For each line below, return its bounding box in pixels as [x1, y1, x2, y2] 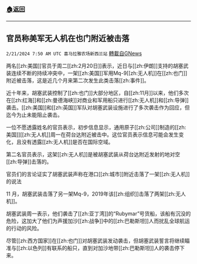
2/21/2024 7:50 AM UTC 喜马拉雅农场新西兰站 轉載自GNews [6, 50, 142, 57]
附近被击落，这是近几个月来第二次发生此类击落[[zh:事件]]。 [6, 77, 150, 84]
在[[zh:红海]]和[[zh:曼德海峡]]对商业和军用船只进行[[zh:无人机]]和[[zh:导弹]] [6, 97, 189, 104]
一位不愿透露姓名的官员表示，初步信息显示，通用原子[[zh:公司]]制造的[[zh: [6, 124, 186, 131]
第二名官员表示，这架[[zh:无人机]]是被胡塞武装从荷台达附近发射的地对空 [6, 151, 181, 158]
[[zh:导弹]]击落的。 [6, 158, 52, 165]
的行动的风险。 [6, 225, 42, 232]
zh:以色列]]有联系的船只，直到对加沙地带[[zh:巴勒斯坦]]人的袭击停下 [20, 245, 185, 252]
